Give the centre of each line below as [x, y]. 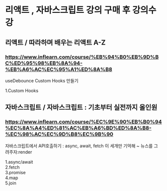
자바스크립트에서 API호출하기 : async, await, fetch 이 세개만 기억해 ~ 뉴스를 [79, 146]
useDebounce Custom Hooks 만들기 [42, 80]
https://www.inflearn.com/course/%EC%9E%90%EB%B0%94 [83, 122]
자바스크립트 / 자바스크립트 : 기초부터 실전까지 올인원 [81, 107]
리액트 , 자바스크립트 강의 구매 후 [68, 10]
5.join [11, 183]
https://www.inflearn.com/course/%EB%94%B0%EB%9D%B [82, 57]
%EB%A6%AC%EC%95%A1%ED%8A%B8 [59, 69]
